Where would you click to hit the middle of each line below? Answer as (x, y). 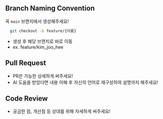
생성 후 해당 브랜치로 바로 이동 (43, 41)
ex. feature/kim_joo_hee (38, 47)
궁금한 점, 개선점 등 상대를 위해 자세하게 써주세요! (61, 111)
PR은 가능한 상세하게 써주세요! (43, 76)
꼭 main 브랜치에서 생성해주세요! (37, 21)
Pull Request (26, 63)
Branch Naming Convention (50, 8)
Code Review (27, 98)
